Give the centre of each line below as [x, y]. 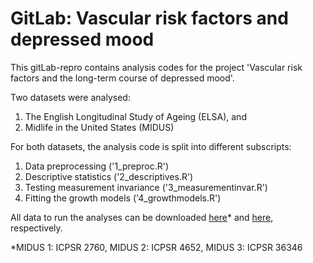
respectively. [36, 228]
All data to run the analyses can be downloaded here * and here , [142, 217]
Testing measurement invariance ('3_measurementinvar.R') [146, 187]
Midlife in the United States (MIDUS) [99, 127]
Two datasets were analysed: [70, 97]
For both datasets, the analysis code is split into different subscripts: [151, 146]
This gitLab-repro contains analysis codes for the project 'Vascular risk [156, 67]
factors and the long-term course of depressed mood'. [122, 78]
